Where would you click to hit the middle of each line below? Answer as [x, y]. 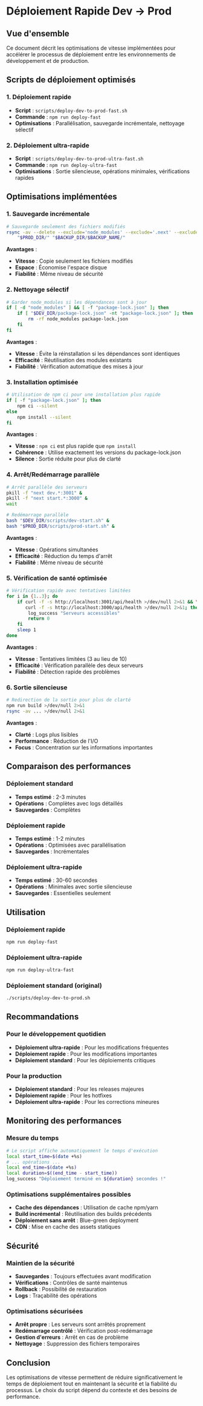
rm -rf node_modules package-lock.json [78, 319]
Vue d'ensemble [38, 34]
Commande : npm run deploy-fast [58, 117]
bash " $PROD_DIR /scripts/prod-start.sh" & [60, 526]
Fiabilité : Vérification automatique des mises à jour [79, 366]
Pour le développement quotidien [56, 1034]
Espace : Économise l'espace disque [61, 268]
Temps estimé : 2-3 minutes [50, 797]
